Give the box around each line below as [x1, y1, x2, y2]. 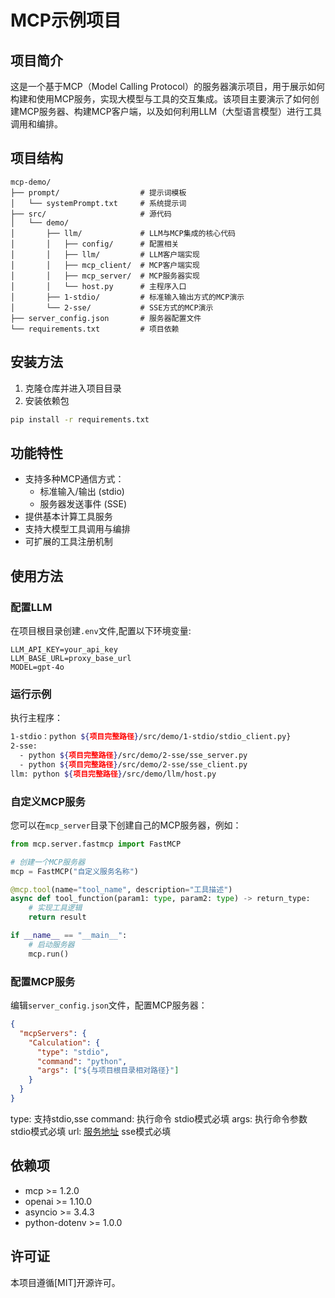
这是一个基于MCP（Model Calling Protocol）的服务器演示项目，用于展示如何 [10, 81, 325, 92]
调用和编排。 [10, 118, 63, 130]
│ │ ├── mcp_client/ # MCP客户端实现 [10, 260, 200, 270]
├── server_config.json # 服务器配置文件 [10, 313, 202, 323]
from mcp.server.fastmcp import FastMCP [10, 839, 182, 849]
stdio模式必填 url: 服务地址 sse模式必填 [10, 1125, 172, 1137]
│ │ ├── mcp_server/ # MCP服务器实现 [10, 271, 200, 281]
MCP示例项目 [10, 9, 122, 32]
